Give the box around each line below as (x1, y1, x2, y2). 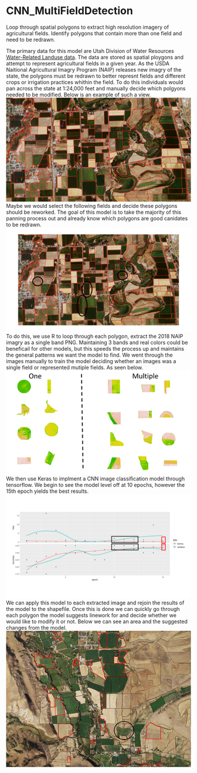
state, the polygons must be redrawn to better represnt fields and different (6, 72, 186, 79)
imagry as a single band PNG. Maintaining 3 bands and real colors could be (6, 339, 188, 346)
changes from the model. (6, 624, 67, 631)
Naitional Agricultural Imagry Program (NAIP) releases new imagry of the (6, 66, 182, 73)
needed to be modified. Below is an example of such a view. (6, 91, 151, 98)
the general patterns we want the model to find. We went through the (6, 351, 173, 358)
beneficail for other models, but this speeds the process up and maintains (6, 345, 185, 352)
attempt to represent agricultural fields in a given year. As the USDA (6, 60, 170, 67)
